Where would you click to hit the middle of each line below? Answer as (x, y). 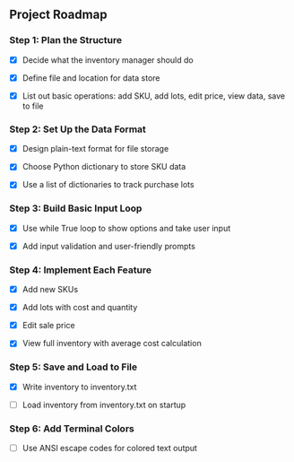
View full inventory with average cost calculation (112, 344)
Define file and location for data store (91, 78)
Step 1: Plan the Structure (66, 40)
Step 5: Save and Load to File (73, 367)
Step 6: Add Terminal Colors (72, 428)
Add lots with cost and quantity (80, 308)
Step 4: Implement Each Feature (81, 270)
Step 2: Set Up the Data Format (78, 129)
